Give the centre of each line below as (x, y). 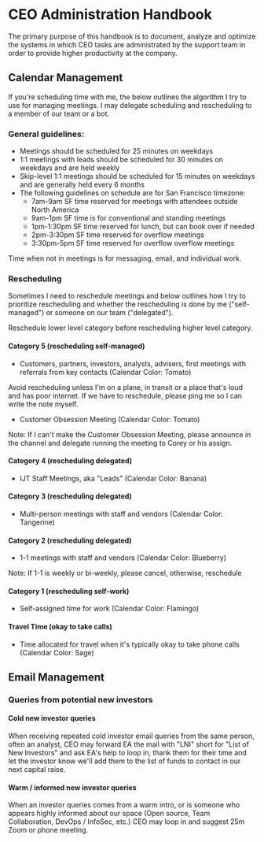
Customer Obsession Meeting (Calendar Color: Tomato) (110, 419)
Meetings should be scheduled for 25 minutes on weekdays (116, 151)
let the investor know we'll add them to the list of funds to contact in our (125, 761)
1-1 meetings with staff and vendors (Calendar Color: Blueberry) (123, 558)
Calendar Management (66, 78)
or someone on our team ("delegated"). (110, 313)
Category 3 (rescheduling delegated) (70, 496)
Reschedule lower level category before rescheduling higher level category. (130, 328)
